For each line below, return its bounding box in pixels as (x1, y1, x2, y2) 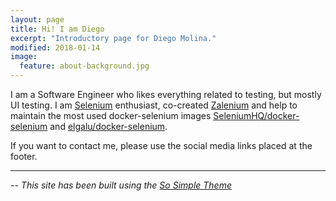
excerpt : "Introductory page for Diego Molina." (10, 33, 217, 43)
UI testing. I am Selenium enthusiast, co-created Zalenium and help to (10, 99, 298, 111)
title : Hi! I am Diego (10, 24, 105, 34)
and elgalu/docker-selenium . (49, 121, 168, 132)
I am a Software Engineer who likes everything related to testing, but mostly (10, 89, 322, 100)
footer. (10, 151, 38, 162)
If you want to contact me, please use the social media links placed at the (10, 140, 313, 151)
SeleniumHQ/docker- (213, 110, 300, 121)
